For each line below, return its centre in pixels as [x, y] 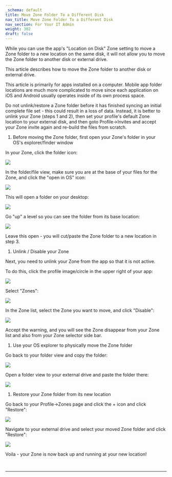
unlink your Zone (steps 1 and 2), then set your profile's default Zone [78, 116]
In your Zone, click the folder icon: [41, 152]
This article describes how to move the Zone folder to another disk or [78, 69]
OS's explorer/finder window [43, 142]
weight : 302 [18, 29]
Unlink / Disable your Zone [41, 251]
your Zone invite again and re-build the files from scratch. [66, 127]
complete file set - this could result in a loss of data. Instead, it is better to [83, 111]
